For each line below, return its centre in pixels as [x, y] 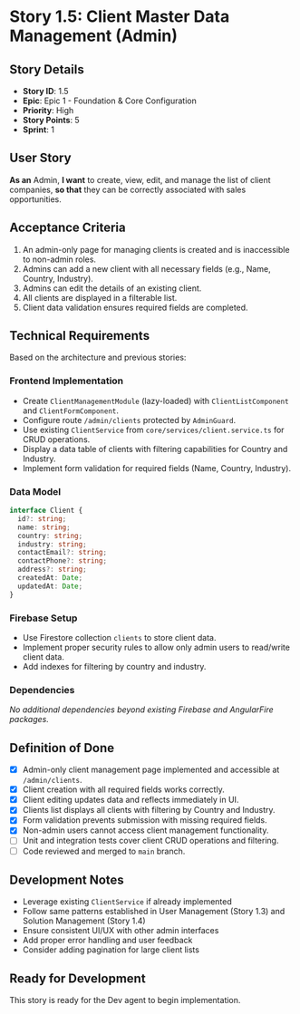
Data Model [35, 491]
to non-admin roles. [59, 259]
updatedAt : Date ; [50, 586]
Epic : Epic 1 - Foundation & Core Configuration [109, 101]
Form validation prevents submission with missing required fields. [145, 820]
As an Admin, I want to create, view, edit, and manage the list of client [140, 179]
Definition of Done [62, 748]
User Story [40, 158]
